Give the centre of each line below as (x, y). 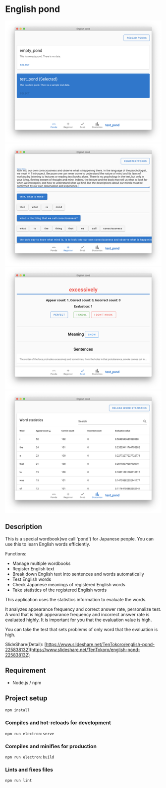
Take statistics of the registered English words (59, 590)
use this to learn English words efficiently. (48, 544)
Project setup (27, 698)
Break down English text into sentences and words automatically (78, 574)
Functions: (16, 553)
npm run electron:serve (30, 734)
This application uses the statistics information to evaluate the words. (76, 599)
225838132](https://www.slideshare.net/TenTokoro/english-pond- (73, 650)
